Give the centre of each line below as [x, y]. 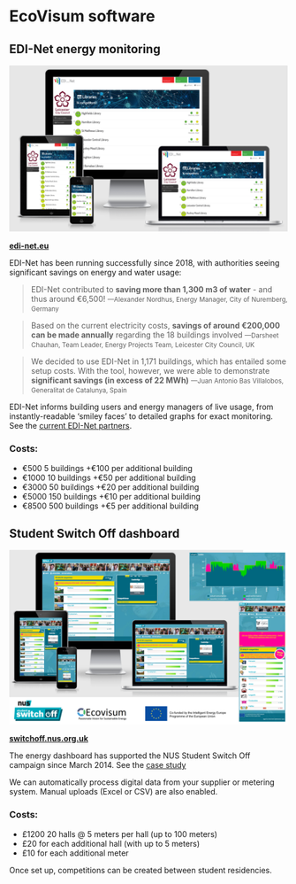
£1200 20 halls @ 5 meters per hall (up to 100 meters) [120, 834]
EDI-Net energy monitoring [85, 49]
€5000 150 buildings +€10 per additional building [111, 496]
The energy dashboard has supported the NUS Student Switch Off [130, 756]
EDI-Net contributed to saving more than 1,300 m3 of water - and [152, 290]
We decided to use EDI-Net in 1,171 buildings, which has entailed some [159, 361]
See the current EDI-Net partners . [71, 426]
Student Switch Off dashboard [95, 533]
